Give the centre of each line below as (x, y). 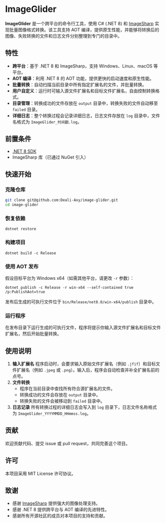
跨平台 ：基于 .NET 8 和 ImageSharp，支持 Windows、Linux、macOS (82, 66)
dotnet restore (21, 229)
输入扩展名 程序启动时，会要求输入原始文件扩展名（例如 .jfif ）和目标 (84, 364)
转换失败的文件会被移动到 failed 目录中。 (62, 401)
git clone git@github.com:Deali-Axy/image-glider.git (62, 200)
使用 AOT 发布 (22, 266)
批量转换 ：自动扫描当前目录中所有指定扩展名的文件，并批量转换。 (79, 84)
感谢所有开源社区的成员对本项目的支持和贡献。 (60, 516)
